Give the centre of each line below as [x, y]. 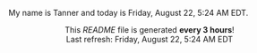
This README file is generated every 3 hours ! [150, 30]
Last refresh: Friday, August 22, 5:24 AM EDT [150, 39]
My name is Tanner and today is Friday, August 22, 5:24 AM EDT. [128, 13]
